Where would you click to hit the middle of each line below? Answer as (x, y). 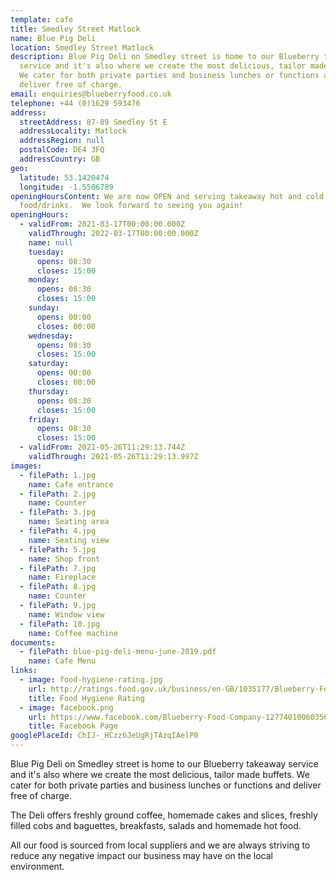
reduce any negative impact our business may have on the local (141, 855)
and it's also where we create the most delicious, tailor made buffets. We (160, 774)
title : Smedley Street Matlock (75, 29)
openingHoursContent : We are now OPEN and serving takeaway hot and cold (167, 196)
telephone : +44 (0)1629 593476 (75, 103)
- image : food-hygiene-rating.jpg (91, 680)
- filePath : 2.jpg (58, 494)
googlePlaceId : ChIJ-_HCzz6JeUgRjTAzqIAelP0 (104, 736)
